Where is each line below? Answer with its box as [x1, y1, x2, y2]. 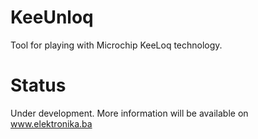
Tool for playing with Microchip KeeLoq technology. [10, 39, 223, 51]
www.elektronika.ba [10, 117, 93, 130]
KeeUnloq [10, 6, 94, 29]
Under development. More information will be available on [10, 107, 249, 119]
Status [10, 74, 67, 97]
